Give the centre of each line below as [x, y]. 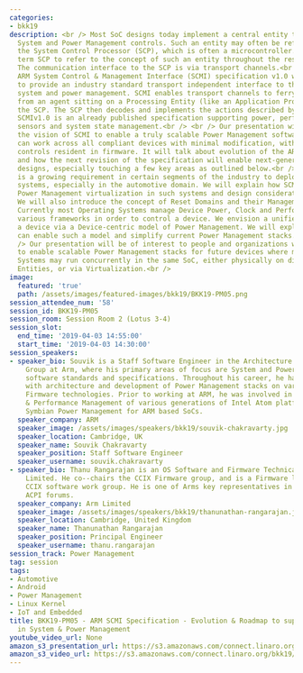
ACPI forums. [50, 495]
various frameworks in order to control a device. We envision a [143, 218]
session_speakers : [44, 352]
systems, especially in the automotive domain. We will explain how [149, 186]
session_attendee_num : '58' [62, 303]
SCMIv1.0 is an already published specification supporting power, [147, 118]
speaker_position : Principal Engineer [91, 537]
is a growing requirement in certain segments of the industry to [145, 177]
